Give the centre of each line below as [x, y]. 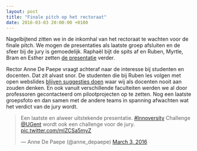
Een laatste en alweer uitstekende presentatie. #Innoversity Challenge [105, 118]
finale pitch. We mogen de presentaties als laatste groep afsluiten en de [93, 45]
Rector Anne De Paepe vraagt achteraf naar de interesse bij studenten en [95, 69]
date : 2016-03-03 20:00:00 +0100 [47, 22]
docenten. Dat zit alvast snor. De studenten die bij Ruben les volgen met [93, 75]
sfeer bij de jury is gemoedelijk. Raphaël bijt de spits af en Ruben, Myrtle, [95, 52]
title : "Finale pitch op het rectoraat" [57, 17]
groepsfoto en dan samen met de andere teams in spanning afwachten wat [97, 100]
